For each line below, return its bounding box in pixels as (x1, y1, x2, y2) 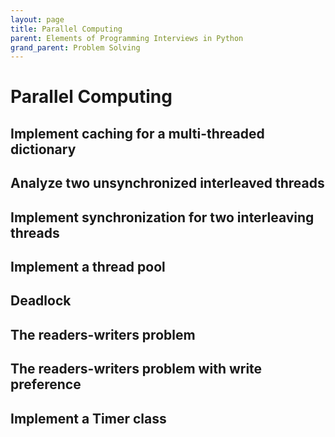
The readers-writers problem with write (10, 361, 263, 378)
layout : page (10, 14, 65, 25)
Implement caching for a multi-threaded (10, 125, 265, 142)
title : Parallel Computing (10, 24, 123, 34)
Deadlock (10, 292, 72, 310)
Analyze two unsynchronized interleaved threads (10, 175, 325, 192)
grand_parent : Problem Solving (10, 42, 141, 53)
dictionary (10, 141, 77, 158)
